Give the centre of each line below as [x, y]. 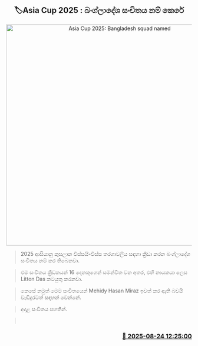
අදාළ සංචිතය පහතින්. [44, 309]
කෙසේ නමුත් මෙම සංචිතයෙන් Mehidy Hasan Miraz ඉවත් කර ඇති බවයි [102, 291]
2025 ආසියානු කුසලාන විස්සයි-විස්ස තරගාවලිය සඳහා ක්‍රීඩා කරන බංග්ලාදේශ [105, 253]
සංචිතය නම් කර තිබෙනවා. [50, 260]
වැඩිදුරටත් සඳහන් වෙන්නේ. [51, 297]
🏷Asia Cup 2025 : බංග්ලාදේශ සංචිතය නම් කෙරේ [99, 10]
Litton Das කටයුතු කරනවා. [51, 279]
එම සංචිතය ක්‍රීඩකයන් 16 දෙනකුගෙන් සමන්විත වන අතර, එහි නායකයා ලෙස [104, 272]
